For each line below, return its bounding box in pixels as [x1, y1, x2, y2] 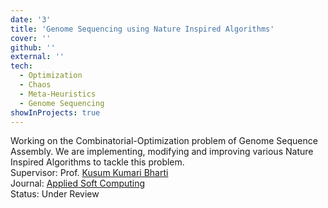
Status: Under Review [10, 188, 100, 200]
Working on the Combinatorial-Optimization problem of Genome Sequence [10, 135, 318, 147]
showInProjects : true [10, 107, 101, 118]
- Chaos [19, 80, 52, 90]
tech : [10, 61, 33, 71]
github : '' [10, 42, 56, 53]
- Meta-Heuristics [19, 89, 97, 99]
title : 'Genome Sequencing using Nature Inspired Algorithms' [10, 24, 275, 34]
